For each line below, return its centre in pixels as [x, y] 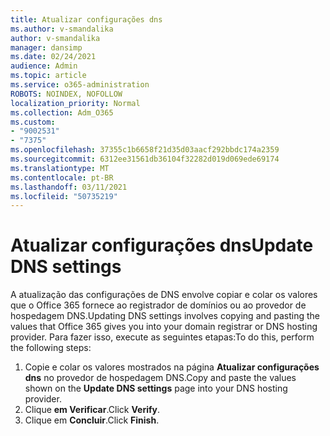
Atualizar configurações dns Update [162, 245]
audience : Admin [44, 66]
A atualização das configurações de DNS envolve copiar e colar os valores [164, 295]
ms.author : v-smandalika [62, 29]
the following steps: [51, 348]
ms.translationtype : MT [60, 168]
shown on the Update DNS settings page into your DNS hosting [156, 388]
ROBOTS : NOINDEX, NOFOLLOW [66, 94]
